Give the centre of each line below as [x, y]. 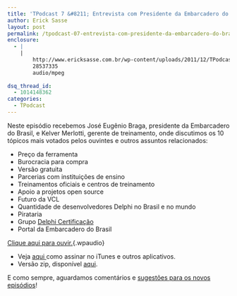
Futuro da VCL [38, 199]
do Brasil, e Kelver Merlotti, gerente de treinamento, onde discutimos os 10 [116, 133]
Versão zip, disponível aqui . [57, 264]
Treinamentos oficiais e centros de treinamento [86, 184]
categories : [25, 99]
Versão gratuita [40, 169]
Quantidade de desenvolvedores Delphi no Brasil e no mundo [107, 206]
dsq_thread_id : [30, 86]
